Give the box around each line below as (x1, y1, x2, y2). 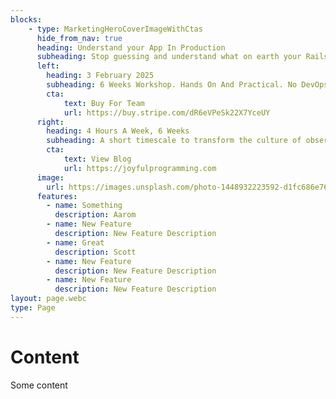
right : (36, 117, 65, 127)
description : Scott (54, 247, 137, 257)
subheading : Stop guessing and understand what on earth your (36, 52, 302, 62)
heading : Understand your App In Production (36, 42, 226, 53)
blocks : (10, 14, 43, 25)
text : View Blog (63, 154, 132, 164)
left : (36, 61, 60, 71)
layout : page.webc (10, 294, 87, 304)
